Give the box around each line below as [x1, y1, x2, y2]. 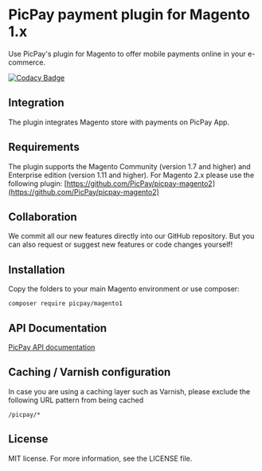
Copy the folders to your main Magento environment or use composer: [8, 284, 240, 294]
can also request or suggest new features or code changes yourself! [8, 239, 233, 249]
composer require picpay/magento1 [8, 299, 123, 308]
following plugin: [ [8, 178, 68, 188]
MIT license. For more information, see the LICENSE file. [8, 453, 193, 463]
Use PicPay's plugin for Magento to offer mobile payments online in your [8, 49, 247, 58]
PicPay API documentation [8, 342, 96, 352]
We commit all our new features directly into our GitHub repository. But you [8, 232, 255, 241]
